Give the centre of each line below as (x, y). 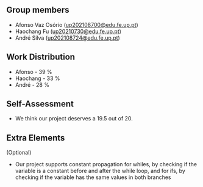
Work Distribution (41, 57)
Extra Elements (36, 138)
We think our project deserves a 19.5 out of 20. (74, 119)
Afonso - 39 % (34, 71)
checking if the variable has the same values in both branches (93, 177)
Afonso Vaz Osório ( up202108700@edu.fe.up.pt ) (77, 24)
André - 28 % (32, 84)
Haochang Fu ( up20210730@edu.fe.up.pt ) (68, 31)
